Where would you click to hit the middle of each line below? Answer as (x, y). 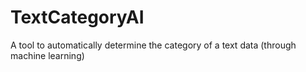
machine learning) (47, 55)
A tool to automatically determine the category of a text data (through (153, 45)
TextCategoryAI (77, 17)
